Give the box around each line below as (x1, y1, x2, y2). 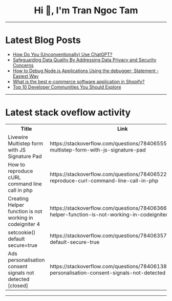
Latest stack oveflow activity (5, 107, 131, 118)
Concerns (12, 62, 34, 68)
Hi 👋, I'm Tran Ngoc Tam (34, 5, 138, 16)
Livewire (8, 133, 28, 140)
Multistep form (8, 140, 44, 147)
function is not (8, 207, 42, 214)
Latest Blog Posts (5, 34, 81, 46)
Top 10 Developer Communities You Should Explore (12, 84, 121, 90)
